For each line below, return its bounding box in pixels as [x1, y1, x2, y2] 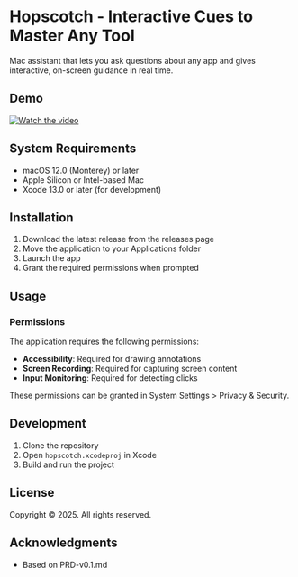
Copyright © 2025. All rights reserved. [9, 509, 151, 519]
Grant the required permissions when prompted [22, 263, 200, 274]
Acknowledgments [9, 536, 119, 551]
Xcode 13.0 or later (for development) [22, 184, 162, 194]
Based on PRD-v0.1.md [22, 559, 108, 570]
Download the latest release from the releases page [22, 234, 214, 245]
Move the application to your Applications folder [22, 243, 201, 254]
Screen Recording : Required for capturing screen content [22, 363, 238, 374]
